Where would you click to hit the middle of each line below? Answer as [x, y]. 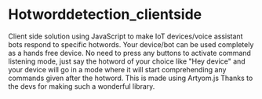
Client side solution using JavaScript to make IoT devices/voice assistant [126, 36]
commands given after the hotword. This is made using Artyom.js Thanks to [131, 78]
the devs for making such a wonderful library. [82, 86]
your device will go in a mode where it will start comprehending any [117, 69]
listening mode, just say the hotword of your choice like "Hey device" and [127, 61]
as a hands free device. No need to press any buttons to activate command [129, 53]
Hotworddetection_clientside [105, 15]
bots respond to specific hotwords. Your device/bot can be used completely [131, 44]
